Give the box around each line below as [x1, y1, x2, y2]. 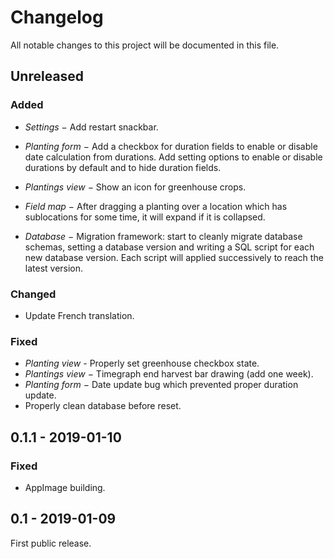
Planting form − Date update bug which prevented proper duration [24, 379, 299, 391]
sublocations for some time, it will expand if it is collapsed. [24, 211, 266, 223]
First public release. [10, 537, 92, 549]
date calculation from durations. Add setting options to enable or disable [24, 151, 323, 163]
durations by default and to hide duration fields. [24, 161, 222, 173]
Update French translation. [24, 309, 135, 321]
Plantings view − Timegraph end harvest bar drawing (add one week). [24, 368, 314, 380]
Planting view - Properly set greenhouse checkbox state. [24, 357, 260, 370]
